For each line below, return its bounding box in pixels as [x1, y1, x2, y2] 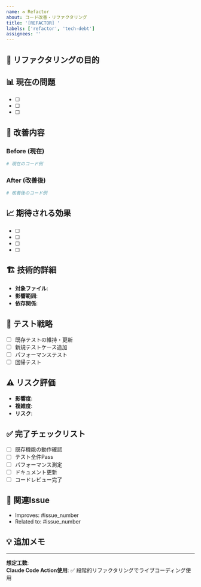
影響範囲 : [14, 292, 38, 299]
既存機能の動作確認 [14, 446, 63, 453]
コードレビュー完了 [14, 476, 63, 483]
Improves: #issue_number [14, 512, 79, 519]
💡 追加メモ [6, 537, 45, 547]
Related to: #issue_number [14, 518, 81, 525]
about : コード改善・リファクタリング [6, 14, 88, 20]
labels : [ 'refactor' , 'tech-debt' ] [6, 25, 95, 32]
